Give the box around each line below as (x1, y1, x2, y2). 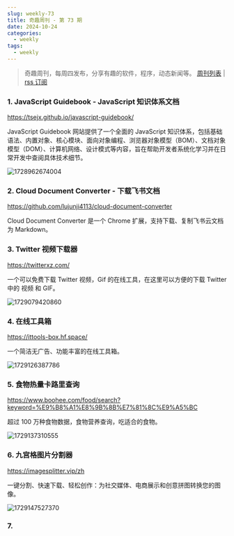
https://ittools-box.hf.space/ (7, 333, 88, 341)
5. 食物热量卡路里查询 (7, 379, 80, 389)
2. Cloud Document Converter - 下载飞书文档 (7, 186, 160, 196)
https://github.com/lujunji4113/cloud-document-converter (7, 203, 173, 211)
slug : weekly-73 (7, 10, 54, 17)
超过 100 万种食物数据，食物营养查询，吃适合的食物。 (7, 418, 162, 426)
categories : (7, 29, 42, 37)
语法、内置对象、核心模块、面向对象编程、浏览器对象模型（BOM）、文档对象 (7, 136, 226, 145)
